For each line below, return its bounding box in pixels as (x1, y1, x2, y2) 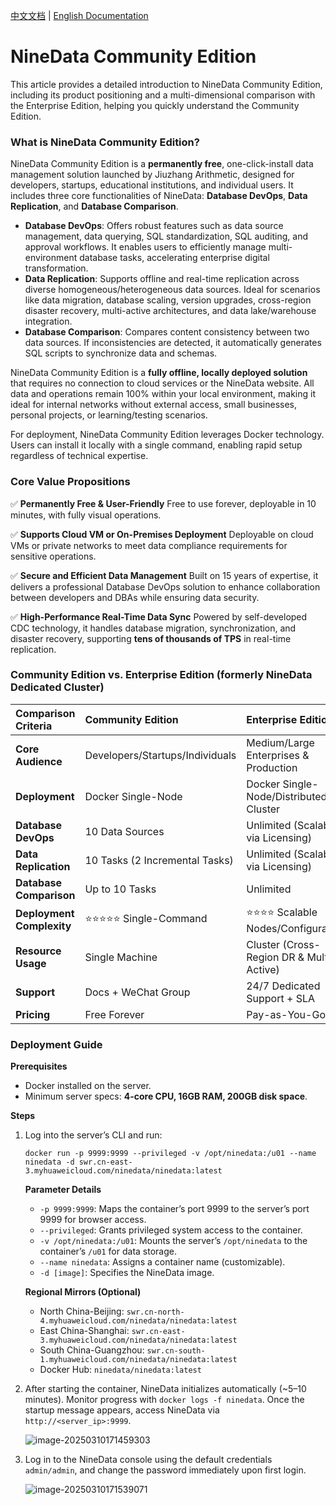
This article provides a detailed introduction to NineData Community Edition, (10, 78, 323, 90)
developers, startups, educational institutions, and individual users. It (10, 179, 294, 191)
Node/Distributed (246, 789, 328, 803)
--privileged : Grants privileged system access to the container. (39, 1224, 303, 1236)
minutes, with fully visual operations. (10, 509, 162, 521)
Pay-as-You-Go (246, 1007, 326, 1021)
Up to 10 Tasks (84, 882, 157, 896)
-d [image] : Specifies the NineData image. (39, 1267, 215, 1279)
